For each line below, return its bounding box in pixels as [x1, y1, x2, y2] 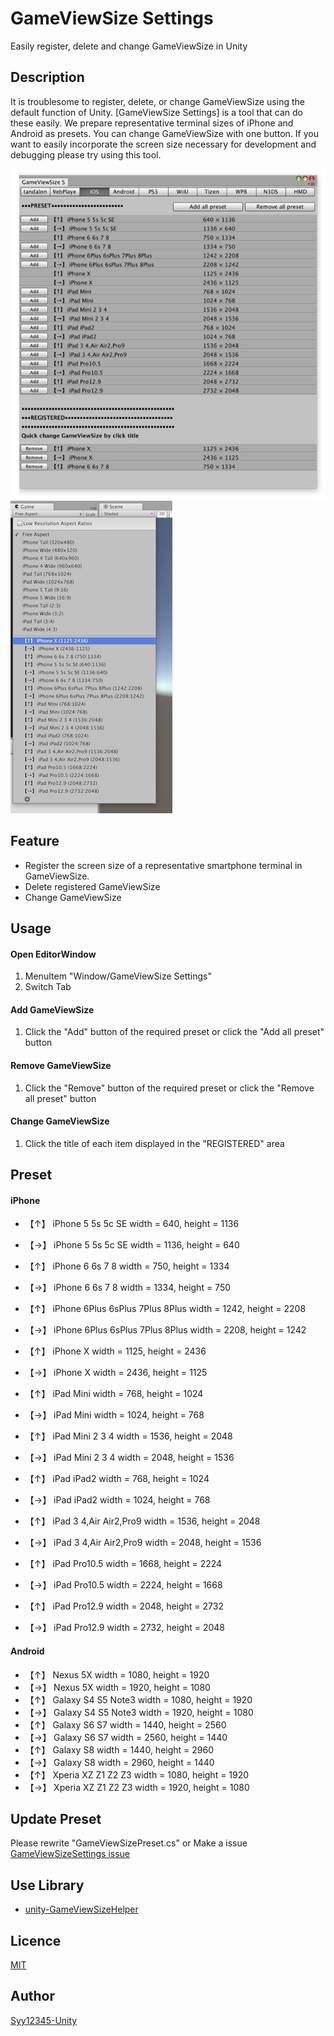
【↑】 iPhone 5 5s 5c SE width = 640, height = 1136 [24, 1218, 240, 1230]
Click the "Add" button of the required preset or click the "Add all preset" [24, 1026, 325, 1038]
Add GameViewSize [10, 1003, 95, 1016]
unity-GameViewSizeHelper [24, 1903, 139, 1916]
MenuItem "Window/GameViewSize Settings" [24, 970, 213, 982]
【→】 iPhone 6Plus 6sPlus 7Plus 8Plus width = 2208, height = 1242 [24, 1324, 307, 1336]
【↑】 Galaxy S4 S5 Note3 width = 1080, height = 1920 [24, 1693, 253, 1706]
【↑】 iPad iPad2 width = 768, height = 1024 [24, 1473, 210, 1485]
